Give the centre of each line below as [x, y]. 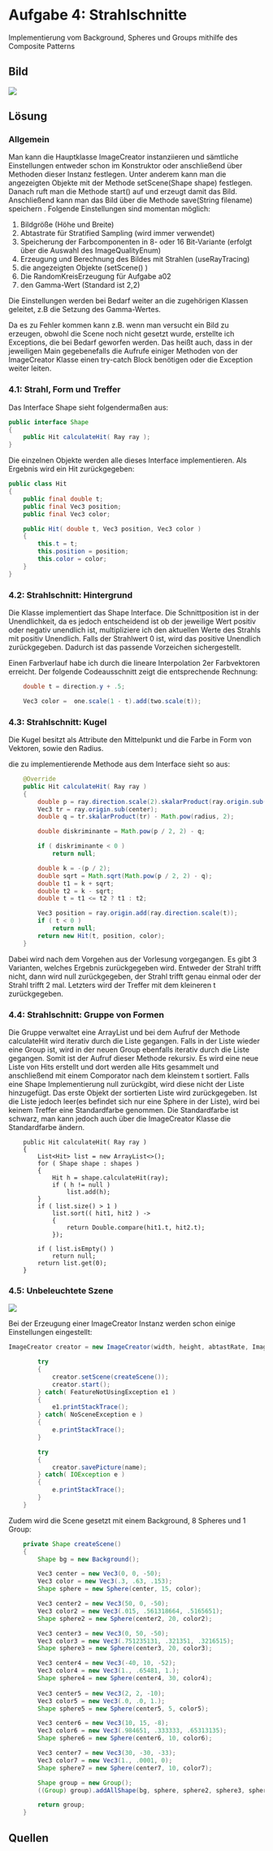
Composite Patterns [42, 46]
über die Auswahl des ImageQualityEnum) [90, 250]
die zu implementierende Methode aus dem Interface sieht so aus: [119, 764]
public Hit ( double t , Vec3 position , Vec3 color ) [112, 529]
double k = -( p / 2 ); [74, 868]
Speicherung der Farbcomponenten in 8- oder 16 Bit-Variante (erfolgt [136, 242]
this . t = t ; [58, 544]
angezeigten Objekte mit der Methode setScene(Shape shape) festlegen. [131, 183]
